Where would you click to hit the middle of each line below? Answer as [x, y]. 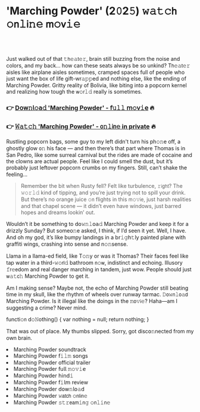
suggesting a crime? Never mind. [47, 308]
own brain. [19, 338]
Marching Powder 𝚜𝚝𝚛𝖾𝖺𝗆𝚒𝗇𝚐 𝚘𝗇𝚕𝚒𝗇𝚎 [62, 402]
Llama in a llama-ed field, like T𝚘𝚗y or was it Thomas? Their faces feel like [97, 256]
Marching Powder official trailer [52, 363]
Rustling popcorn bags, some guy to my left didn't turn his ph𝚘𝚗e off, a [93, 142]
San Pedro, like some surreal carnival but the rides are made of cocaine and [99, 155]
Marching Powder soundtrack [50, 349]
